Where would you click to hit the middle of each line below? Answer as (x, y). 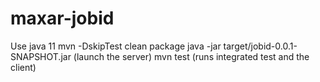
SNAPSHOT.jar (41, 56)
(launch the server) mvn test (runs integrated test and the (191, 56)
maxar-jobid (62, 18)
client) (23, 67)
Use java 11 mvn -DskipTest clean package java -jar (116, 46)
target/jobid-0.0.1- (260, 46)
